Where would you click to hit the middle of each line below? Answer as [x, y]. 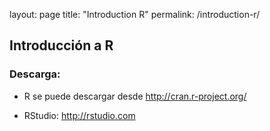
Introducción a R [61, 45]
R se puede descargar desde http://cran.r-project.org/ [135, 96]
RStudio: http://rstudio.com [79, 115]
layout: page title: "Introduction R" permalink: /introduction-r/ [135, 14]
